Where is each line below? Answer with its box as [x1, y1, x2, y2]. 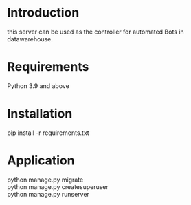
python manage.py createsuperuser [7, 182, 109, 191]
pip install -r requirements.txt [7, 129, 89, 137]
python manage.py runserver [7, 190, 89, 198]
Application [7, 153, 75, 168]
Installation [7, 106, 73, 122]
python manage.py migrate [7, 175, 84, 184]
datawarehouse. [7, 34, 53, 43]
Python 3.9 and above [7, 81, 70, 90]
